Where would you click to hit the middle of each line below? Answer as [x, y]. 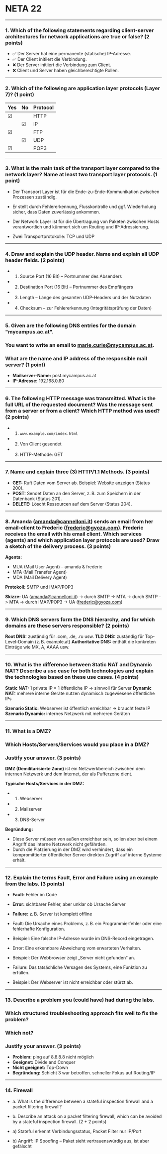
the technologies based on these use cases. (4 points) [72, 677]
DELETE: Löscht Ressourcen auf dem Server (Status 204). [72, 504]
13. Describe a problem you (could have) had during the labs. [80, 1000]
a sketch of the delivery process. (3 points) [58, 546]
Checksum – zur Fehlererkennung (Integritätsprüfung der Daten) [86, 308]
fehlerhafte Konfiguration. [39, 929]
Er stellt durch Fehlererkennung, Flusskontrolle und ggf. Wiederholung [84, 207]
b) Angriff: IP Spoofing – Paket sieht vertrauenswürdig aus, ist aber [81, 1141]
